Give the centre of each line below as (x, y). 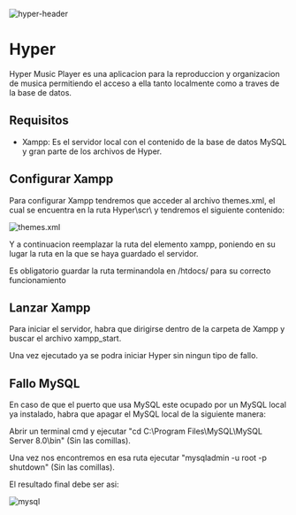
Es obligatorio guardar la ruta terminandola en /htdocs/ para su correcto (140, 271)
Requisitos (39, 121)
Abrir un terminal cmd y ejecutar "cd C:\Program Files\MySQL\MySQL (136, 431)
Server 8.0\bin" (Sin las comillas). (70, 441)
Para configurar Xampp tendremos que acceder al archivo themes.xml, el (142, 200)
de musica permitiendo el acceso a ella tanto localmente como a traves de (144, 83)
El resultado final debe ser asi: (64, 484)
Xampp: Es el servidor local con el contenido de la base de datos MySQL (154, 142)
